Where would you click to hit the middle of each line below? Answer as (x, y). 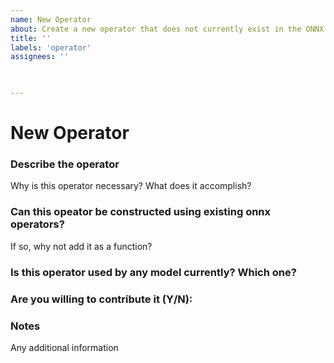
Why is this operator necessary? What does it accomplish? (131, 186)
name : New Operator (51, 19)
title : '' (31, 38)
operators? (37, 224)
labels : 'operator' (51, 47)
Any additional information (64, 347)
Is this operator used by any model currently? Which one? (153, 272)
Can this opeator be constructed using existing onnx (141, 212)
